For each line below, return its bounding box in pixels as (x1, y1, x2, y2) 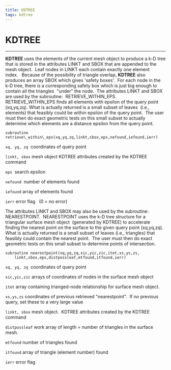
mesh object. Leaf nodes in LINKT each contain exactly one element (5, 67, 150, 73)
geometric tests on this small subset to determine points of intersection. (5, 241, 156, 247)
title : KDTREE (5, 7, 36, 13)
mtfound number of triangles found (5, 339, 77, 346)
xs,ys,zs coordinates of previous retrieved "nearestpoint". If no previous (5, 294, 159, 300)
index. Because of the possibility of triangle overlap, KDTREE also (5, 72, 146, 78)
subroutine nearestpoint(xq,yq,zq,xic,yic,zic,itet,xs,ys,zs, (5, 250, 140, 256)
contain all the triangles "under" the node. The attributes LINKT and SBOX (5, 88, 163, 94)
